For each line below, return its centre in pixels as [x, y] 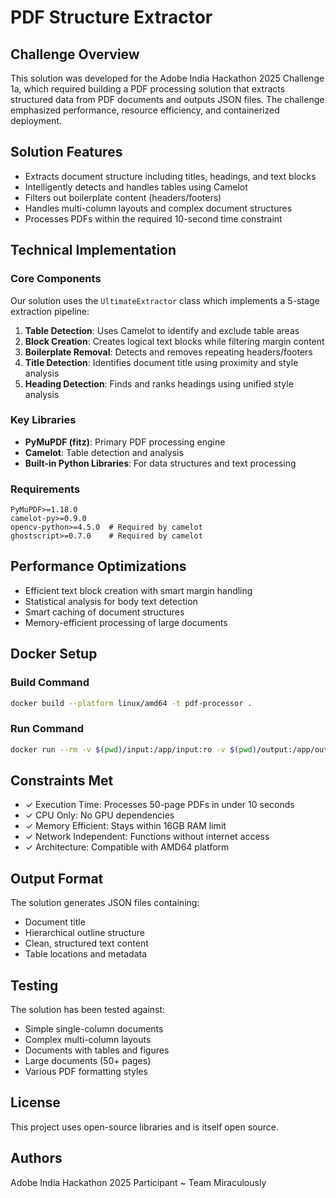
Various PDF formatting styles [86, 1072]
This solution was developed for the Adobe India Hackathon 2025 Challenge [167, 78]
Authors [36, 1158]
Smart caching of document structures [104, 612]
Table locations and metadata [85, 954]
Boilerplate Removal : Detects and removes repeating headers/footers [168, 352]
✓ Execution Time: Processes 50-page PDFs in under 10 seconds [159, 805]
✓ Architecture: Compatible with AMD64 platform [127, 847]
